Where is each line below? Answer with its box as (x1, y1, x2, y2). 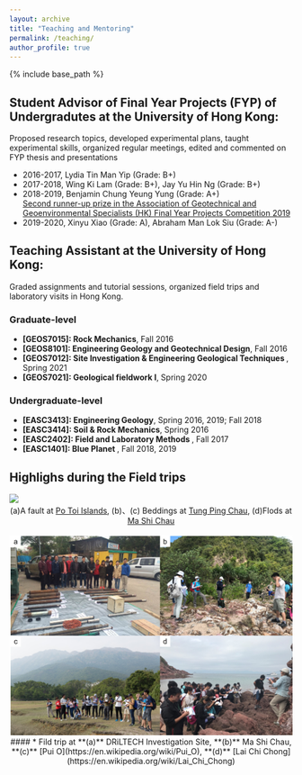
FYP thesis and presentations (9, 152, 119, 163)
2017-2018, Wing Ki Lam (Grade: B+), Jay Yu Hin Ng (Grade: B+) (22, 179, 261, 190)
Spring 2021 (22, 363, 67, 374)
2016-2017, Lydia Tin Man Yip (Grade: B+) (22, 169, 177, 180)
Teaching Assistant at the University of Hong (9, 243, 267, 258)
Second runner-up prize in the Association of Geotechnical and (22, 198, 257, 209)
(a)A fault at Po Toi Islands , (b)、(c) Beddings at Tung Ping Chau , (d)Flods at (10, 505, 292, 517)
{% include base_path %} (9, 68, 104, 80)
